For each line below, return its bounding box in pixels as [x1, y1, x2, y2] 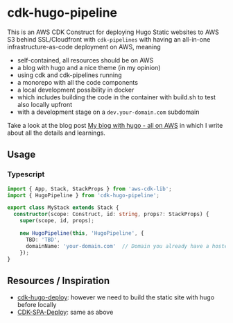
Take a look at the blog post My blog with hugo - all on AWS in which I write [7, 121, 223, 129]
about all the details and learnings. [7, 129, 106, 137]
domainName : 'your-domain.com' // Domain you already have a [25, 242, 209, 249]
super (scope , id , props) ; [19, 217, 95, 224]
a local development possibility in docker [17, 85, 135, 94]
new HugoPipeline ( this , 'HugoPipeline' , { [19, 230, 144, 237]
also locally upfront [17, 100, 73, 108]
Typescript [7, 169, 45, 179]
